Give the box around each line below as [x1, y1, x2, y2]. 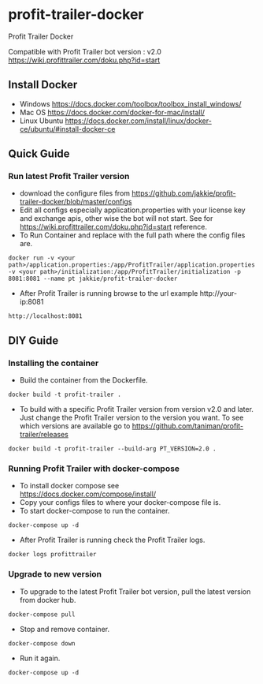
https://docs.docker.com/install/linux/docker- [65, 116, 213, 125]
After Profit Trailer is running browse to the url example [19, 289, 198, 298]
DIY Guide [8, 334, 59, 347]
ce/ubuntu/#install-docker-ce [19, 124, 116, 133]
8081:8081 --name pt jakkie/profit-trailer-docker [8, 275, 178, 283]
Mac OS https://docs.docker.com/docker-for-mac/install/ [19, 107, 205, 117]
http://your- [199, 289, 238, 298]
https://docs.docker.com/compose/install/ [19, 489, 156, 499]
